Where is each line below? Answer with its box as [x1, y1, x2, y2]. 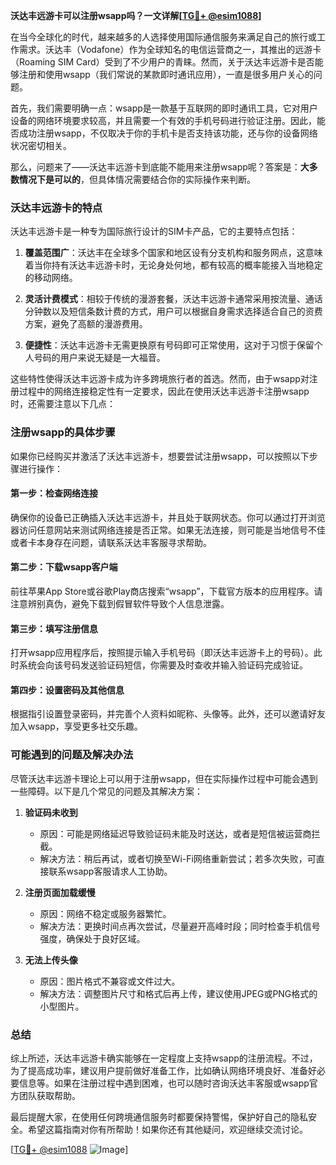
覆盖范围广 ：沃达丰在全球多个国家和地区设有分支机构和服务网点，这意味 [24, 247, 323, 259]
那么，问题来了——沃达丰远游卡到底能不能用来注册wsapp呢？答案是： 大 [10, 161, 310, 173]
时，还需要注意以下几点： [10, 398, 116, 410]
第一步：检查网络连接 [10, 487, 98, 499]
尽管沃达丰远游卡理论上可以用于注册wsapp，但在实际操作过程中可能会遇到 [10, 772, 318, 784]
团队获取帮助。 [18, 1090, 81, 1101]
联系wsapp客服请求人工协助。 [48, 865, 173, 877]
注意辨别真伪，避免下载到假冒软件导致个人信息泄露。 [10, 598, 230, 609]
